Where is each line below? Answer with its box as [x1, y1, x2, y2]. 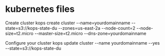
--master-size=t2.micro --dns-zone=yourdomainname [34, 30, 146, 36]
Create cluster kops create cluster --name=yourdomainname [5, 20, 130, 26]
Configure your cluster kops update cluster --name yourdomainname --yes [5, 40, 160, 46]
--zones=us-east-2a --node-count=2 [58, 25, 136, 31]
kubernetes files [5, 3, 75, 15]
